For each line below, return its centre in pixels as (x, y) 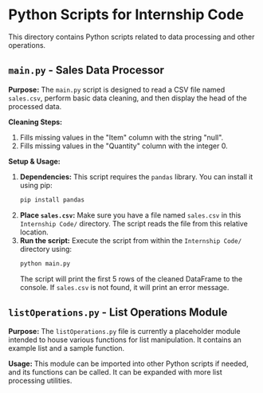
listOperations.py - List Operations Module (118, 312)
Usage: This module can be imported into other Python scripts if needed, (128, 364)
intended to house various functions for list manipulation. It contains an (125, 340)
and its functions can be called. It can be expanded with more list (115, 372)
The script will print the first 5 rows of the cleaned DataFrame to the (131, 279)
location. (34, 232)
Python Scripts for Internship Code (126, 15)
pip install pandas (52, 200)
